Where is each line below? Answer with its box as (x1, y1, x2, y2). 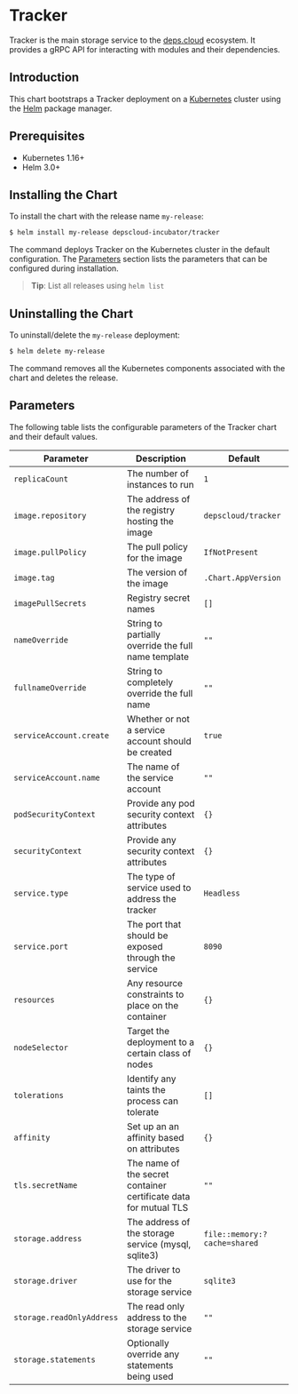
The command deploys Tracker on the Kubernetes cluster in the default (9, 244, 271, 255)
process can (127, 1095, 179, 1107)
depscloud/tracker (203, 510, 281, 521)
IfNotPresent (203, 547, 259, 557)
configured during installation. (9, 263, 120, 274)
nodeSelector (13, 1042, 69, 1053)
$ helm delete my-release (9, 347, 105, 356)
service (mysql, (127, 1238, 192, 1250)
